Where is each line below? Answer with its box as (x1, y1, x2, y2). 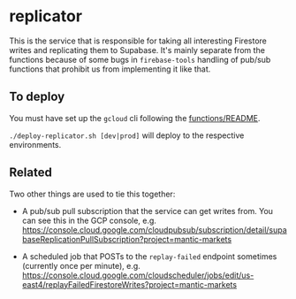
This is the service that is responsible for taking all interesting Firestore (9, 35, 267, 46)
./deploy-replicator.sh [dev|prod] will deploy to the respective (9, 130, 245, 141)
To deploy (9, 89, 65, 104)
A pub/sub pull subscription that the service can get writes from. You (21, 205, 274, 216)
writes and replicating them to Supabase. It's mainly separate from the (9, 44, 265, 55)
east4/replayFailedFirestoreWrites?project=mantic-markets (21, 279, 237, 289)
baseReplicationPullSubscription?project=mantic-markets (21, 234, 232, 244)
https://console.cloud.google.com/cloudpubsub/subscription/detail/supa (21, 224, 287, 235)
